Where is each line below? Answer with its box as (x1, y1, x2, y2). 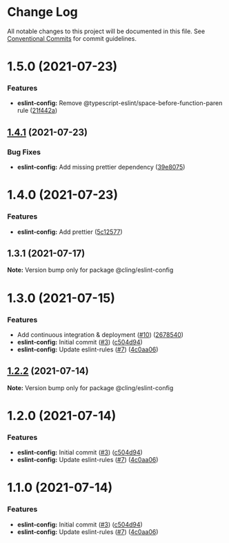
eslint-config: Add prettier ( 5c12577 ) (17, 228, 123, 236)
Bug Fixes (7, 147, 41, 156)
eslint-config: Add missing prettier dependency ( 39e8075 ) (17, 163, 186, 172)
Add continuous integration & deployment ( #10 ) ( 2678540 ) (17, 330, 184, 339)
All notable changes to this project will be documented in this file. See (7, 27, 206, 35)
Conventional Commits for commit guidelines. (7, 34, 137, 42)
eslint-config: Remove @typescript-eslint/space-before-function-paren (17, 99, 223, 107)
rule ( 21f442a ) (17, 107, 58, 115)
